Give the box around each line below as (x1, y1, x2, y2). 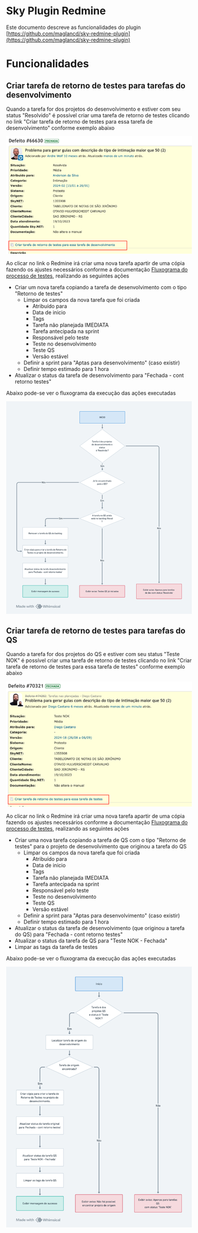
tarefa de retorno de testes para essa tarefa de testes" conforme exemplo (6, 663, 186, 670)
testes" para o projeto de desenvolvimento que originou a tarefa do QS (14, 843, 187, 850)
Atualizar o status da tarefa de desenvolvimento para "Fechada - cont (14, 372, 184, 379)
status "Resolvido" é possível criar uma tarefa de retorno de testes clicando (6, 111, 190, 119)
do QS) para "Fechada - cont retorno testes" (14, 931, 123, 938)
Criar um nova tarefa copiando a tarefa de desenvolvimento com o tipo (14, 283, 187, 291)
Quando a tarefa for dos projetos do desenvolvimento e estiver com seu (6, 105, 181, 112)
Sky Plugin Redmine (6, 4, 106, 18)
